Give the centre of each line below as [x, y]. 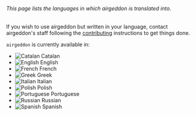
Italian [45, 81]
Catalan [50, 56]
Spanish [52, 106]
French [48, 69]
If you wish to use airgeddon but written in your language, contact [87, 27]
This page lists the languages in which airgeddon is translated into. [89, 8]
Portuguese [65, 94]
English [49, 62]
